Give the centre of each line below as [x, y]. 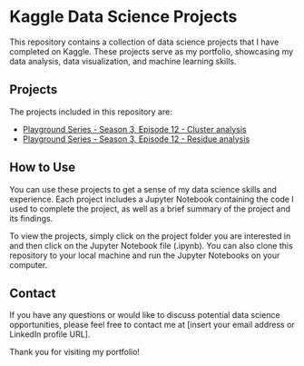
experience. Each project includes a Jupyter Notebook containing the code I [152, 199]
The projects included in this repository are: [91, 112]
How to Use [43, 168]
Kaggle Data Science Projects [123, 17]
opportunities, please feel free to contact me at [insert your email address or [152, 325]
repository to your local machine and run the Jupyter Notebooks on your [145, 255]
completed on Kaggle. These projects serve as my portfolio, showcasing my [152, 51]
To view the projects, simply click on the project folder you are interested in [150, 236]
